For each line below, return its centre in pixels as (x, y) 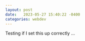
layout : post (19, 10)
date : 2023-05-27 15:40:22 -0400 (43, 14)
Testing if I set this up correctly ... (40, 33)
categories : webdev (26, 19)
